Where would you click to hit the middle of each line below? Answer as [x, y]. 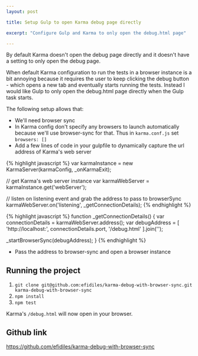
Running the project [43, 270]
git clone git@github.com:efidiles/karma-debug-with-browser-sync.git [103, 285]
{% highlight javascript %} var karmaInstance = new [70, 164]
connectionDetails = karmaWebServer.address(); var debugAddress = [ [93, 223]
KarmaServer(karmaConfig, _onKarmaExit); [59, 169]
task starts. [20, 97]
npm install [29, 297]
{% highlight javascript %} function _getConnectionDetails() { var [85, 217]
